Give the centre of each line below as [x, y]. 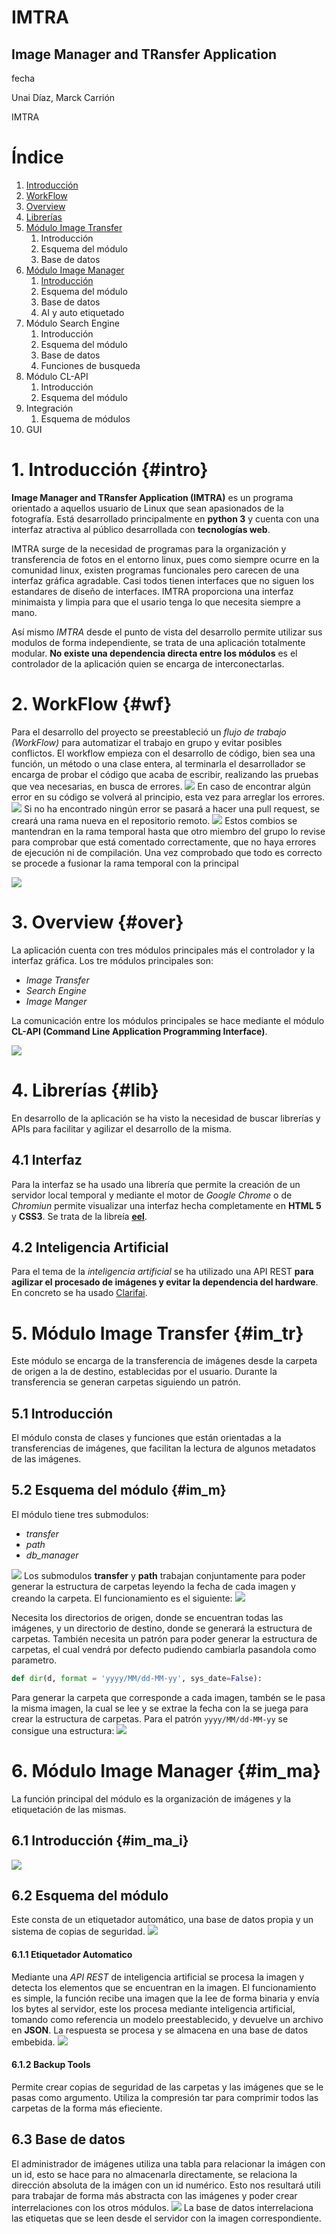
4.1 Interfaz [47, 1160]
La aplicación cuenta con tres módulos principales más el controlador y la [163, 950]
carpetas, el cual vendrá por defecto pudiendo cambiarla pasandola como [164, 1649]
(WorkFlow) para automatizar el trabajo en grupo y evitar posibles [147, 742]
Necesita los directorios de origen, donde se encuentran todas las [147, 1617]
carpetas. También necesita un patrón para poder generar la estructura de [164, 1638]
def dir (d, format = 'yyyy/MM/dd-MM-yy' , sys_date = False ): [137, 1678]
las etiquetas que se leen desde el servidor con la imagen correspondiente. [166, 2218]
